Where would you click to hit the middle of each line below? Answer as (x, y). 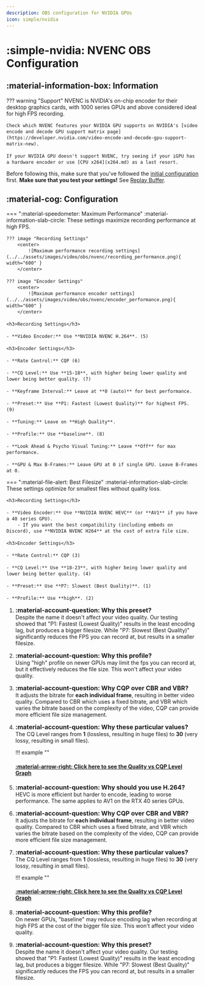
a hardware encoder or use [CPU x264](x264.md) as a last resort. (92, 162)
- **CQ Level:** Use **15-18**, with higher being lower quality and (97, 373)
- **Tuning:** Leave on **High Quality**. (61, 422)
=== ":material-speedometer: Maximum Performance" (75, 214)
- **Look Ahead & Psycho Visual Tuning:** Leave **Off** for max (91, 447)
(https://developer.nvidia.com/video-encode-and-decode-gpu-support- (97, 137)
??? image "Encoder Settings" (45, 282)
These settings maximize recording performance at (131, 221)
